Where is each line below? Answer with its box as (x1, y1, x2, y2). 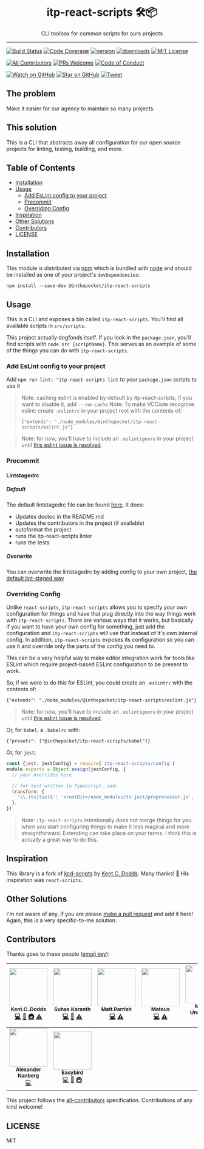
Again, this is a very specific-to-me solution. (6, 916, 117, 924)
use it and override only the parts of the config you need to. (6, 642, 156, 650)
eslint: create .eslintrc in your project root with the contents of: (21, 407, 182, 414)
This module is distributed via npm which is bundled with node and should (6, 265, 192, 272)
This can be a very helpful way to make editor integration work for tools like (6, 654, 195, 662)
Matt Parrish (101, 1006, 132, 1013)
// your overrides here (12, 772, 72, 778)
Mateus (151, 1006, 170, 1013)
